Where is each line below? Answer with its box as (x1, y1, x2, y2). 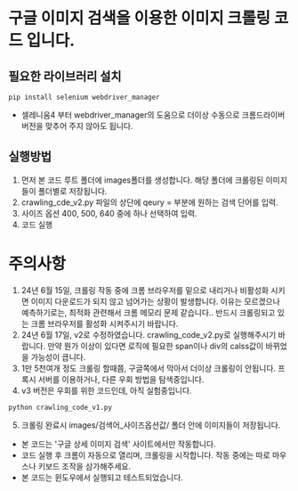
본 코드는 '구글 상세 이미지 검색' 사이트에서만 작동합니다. (20, 438, 216, 449)
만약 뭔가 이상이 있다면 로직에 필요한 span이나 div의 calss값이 (47, 340, 264, 351)
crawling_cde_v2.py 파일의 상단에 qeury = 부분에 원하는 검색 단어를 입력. (20, 197, 278, 208)
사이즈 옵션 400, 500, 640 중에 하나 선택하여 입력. (20, 208, 197, 218)
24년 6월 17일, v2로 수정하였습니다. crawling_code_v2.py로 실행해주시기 (20, 329, 277, 340)
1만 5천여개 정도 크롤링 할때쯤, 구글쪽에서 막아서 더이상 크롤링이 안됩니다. (20, 363, 277, 373)
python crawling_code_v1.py (8, 403, 113, 412)
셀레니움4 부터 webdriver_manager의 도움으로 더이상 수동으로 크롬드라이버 (20, 110, 286, 120)
